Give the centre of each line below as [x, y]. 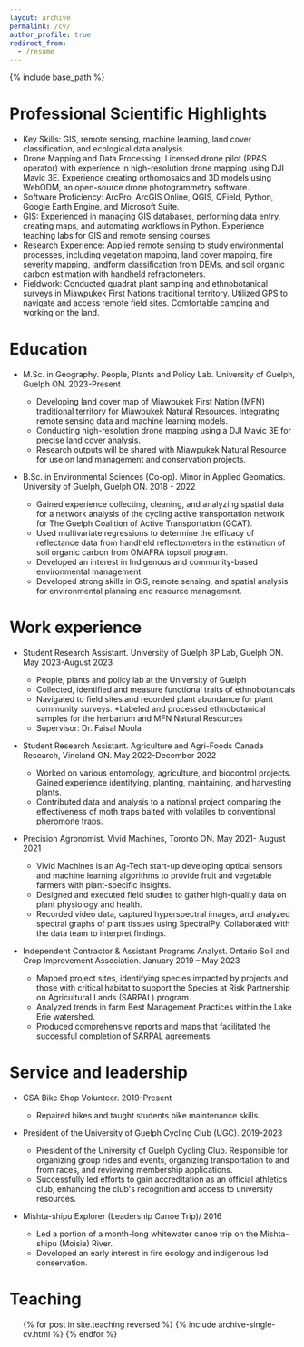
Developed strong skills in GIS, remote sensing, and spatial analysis [162, 581]
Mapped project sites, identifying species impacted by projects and [162, 978]
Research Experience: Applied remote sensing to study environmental [153, 245]
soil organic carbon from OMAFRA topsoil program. [132, 552]
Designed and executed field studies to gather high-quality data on [161, 894]
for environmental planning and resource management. [139, 591]
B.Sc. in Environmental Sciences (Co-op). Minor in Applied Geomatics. [154, 477]
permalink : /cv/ [40, 26]
